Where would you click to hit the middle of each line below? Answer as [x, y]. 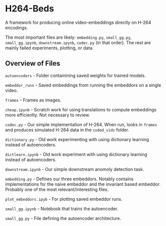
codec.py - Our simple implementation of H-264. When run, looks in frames [81, 124]
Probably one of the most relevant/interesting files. [57, 189]
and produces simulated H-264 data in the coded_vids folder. [67, 130]
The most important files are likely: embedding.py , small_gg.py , [69, 37]
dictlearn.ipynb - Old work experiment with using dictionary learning [76, 154]
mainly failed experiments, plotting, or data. [50, 48]
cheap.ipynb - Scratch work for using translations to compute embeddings [81, 109]
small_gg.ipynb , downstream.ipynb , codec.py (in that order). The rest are [78, 42]
